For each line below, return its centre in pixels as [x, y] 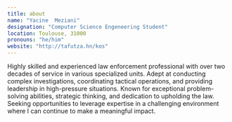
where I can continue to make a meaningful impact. [82, 111]
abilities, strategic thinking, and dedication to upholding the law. [122, 96]
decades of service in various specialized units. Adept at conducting [107, 74]
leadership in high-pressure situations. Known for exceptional [96, 89]
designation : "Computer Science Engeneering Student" [88, 27]
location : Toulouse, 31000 [47, 33]
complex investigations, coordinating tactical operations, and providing [110, 81]
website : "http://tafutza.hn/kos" [58, 46]
